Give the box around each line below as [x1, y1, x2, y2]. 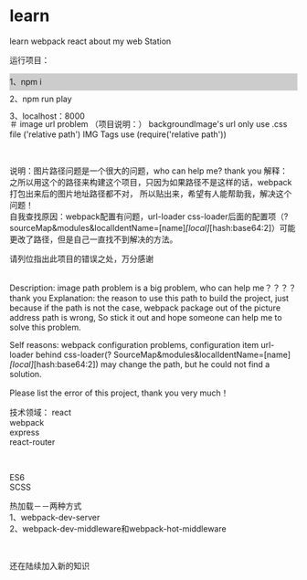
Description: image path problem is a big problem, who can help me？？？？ [9, 282, 297, 293]
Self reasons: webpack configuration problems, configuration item [9, 339, 259, 350]
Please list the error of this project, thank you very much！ [9, 387, 229, 398]
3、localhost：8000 [9, 111, 85, 121]
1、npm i [9, 76, 43, 87]
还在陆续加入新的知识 [9, 560, 90, 571]
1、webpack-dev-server [9, 511, 101, 522]
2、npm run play [9, 93, 72, 104]
